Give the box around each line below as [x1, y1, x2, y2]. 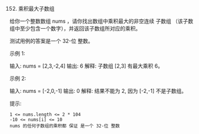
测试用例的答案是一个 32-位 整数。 [9, 38, 93, 44]
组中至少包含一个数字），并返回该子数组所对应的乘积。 [9, 25, 141, 32]
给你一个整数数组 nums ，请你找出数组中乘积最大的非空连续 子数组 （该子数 [9, 18, 193, 25]
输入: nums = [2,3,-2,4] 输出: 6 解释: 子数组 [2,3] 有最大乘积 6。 [9, 62, 163, 69]
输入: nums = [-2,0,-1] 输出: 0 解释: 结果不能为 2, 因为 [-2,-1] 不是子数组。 [9, 88, 187, 94]
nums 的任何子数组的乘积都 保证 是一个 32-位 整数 [9, 123, 120, 129]
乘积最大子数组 [18, 5, 55, 12]
